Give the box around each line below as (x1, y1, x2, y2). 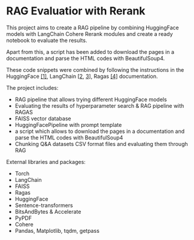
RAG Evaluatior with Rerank (6, 4, 145, 18)
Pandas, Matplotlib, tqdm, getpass (14, 227, 100, 234)
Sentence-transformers (14, 202, 73, 209)
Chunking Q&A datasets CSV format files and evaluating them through (14, 140, 189, 147)
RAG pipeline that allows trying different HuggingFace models (14, 96, 167, 103)
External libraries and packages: (6, 158, 86, 165)
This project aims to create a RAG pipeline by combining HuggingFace (6, 24, 179, 31)
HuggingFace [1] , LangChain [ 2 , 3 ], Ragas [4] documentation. (6, 72, 158, 80)
